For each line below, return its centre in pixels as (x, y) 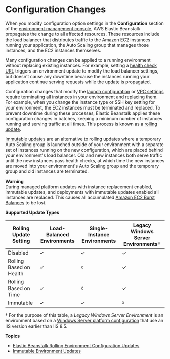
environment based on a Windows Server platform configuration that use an (84, 320)
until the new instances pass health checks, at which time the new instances (85, 160)
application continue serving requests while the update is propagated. (78, 82)
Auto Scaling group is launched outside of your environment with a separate (84, 144)
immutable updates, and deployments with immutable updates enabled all (82, 192)
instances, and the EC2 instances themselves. (53, 50)
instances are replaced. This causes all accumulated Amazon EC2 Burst (80, 197)
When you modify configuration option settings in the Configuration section (85, 23)
